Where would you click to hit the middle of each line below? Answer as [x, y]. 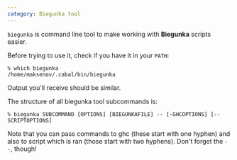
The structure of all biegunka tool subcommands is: [83, 101]
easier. [17, 41]
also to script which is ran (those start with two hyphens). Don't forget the [115, 141]
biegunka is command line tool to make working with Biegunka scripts [109, 34]
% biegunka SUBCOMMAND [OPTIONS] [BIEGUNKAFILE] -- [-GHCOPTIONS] [108, 114]
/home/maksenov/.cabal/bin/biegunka [61, 74]
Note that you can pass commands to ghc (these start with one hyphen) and [119, 133]
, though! [23, 149]
